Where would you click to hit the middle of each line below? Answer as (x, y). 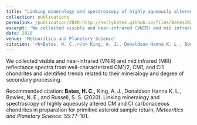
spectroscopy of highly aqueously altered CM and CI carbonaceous (88, 103)
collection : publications (38, 17)
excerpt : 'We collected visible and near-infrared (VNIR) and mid (89, 28)
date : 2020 (19, 33)
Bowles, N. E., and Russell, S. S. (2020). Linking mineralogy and (83, 97)
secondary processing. (34, 79)
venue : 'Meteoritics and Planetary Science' (61, 39)
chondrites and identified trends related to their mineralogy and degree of (95, 73)
